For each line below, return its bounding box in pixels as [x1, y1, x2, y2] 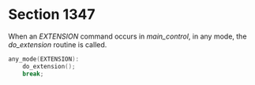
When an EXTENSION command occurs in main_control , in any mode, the [8, 31, 247, 41]
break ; [22, 69, 44, 78]
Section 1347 [8, 6, 96, 24]
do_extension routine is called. [8, 39, 107, 49]
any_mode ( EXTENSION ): [8, 55, 80, 63]
